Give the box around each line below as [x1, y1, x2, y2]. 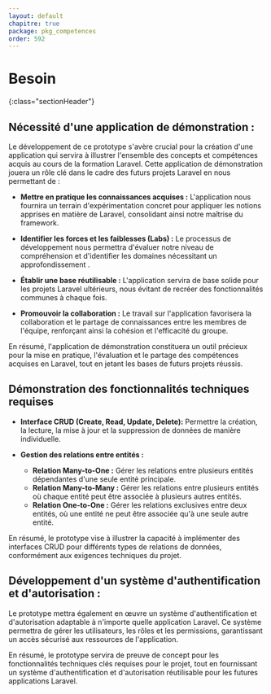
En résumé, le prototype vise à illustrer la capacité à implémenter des [8, 533, 240, 543]
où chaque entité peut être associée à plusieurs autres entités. [32, 491, 242, 501]
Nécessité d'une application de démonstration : [8, 120, 255, 134]
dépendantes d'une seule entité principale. [32, 474, 177, 484]
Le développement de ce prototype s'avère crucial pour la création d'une [8, 142, 254, 151]
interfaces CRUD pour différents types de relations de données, [8, 542, 222, 552]
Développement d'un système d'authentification [8, 574, 260, 588]
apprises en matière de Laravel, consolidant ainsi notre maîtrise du [20, 209, 244, 219]
